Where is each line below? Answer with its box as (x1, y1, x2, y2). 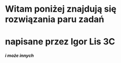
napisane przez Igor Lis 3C (5, 36, 116, 47)
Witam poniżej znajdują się (5, 3, 117, 15)
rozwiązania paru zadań (5, 14, 104, 25)
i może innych (5, 52, 34, 58)
